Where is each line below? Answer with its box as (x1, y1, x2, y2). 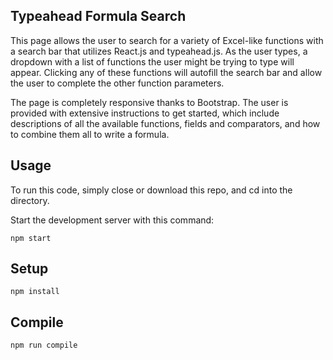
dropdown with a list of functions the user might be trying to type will (10, 55, 295, 68)
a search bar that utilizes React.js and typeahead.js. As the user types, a (10, 45, 308, 57)
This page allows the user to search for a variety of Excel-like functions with (10, 34, 324, 46)
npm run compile (10, 340, 78, 351)
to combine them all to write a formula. (10, 128, 170, 140)
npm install (10, 287, 60, 297)
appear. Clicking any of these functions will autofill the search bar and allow (10, 66, 323, 78)
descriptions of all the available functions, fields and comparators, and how (10, 117, 321, 129)
